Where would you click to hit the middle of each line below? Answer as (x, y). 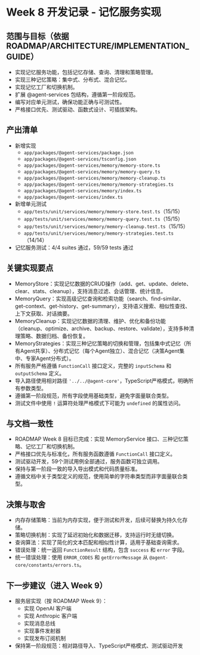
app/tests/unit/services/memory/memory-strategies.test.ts (99, 233)
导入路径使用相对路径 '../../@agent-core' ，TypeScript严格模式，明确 (101, 380)
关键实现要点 (30, 268)
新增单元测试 (30, 204)
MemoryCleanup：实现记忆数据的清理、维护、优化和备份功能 (90, 321)
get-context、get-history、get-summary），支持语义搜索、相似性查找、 (103, 306)
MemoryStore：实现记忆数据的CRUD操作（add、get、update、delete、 (103, 284)
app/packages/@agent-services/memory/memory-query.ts (92, 172)
